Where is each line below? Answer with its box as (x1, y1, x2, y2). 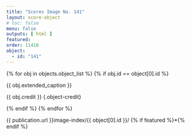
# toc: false (6, 20, 39, 26)
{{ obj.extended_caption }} (6, 82, 72, 89)
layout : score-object (6, 14, 61, 20)
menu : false (6, 25, 36, 32)
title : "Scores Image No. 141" (6, 8, 85, 15)
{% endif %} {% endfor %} (6, 104, 73, 112)
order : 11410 (6, 43, 39, 49)
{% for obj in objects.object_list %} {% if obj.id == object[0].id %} (6, 70, 169, 77)
